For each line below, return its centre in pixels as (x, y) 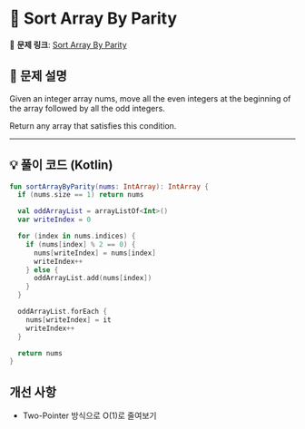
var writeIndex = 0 (54, 220)
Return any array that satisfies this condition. (93, 125)
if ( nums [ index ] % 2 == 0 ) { (81, 244)
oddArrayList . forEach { (62, 312)
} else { (42, 270)
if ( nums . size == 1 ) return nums (81, 195)
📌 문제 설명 (39, 76)
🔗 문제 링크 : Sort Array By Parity (68, 44)
